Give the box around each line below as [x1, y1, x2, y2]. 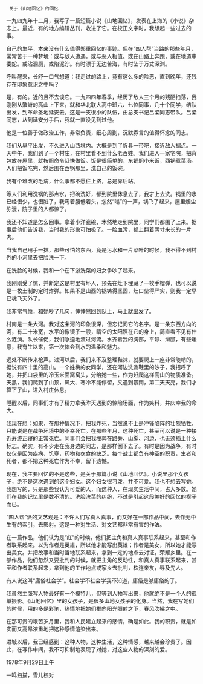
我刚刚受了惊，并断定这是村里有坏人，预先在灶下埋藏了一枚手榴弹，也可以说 [6, 280, 197, 286]
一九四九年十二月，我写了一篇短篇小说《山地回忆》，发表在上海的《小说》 [6, 17, 189, 24]
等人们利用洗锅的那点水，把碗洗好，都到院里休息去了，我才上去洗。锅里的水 [6, 190, 197, 197]
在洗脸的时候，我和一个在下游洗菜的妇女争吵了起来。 [6, 267, 139, 274]
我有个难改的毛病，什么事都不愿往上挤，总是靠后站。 [6, 177, 139, 185]
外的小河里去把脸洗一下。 [6, 254, 70, 261]
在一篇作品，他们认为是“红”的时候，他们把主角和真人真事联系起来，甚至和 [6, 534, 192, 541]
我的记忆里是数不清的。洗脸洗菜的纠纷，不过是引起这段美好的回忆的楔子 [16, 493, 197, 500]
